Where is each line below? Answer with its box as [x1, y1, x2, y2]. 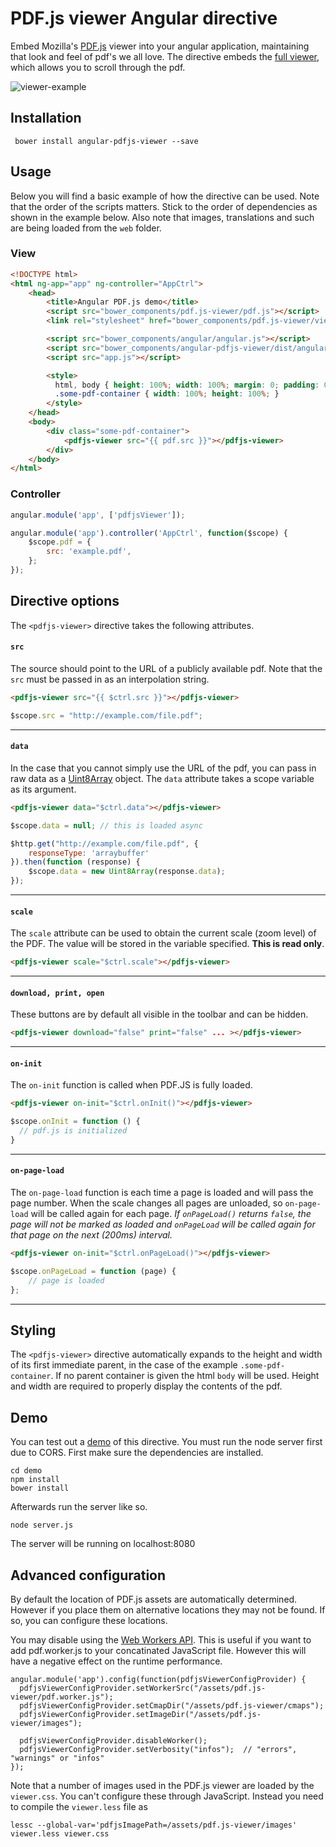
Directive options [10, 593, 120, 610]
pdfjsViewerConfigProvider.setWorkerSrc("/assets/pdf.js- [19, 1683, 267, 1693]
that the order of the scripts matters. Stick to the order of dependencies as [10, 200, 318, 212]
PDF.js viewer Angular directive [10, 7, 278, 30]
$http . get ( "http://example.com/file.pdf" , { [10, 838, 199, 849]
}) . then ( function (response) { [10, 857, 141, 867]
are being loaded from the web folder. [10, 222, 162, 234]
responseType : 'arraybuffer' [28, 848, 150, 858]
